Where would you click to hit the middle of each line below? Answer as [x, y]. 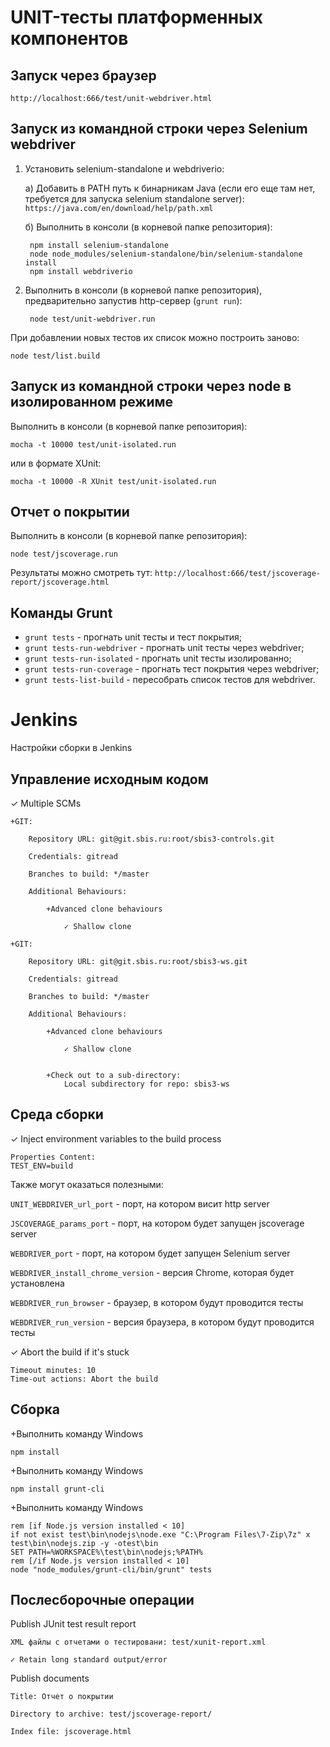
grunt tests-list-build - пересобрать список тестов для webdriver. [170, 680]
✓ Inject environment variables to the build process [116, 1138]
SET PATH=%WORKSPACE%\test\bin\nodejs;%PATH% [106, 1552]
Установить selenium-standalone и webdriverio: [124, 168]
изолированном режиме [92, 402]
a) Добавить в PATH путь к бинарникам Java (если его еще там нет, [170, 188]
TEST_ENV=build [42, 1166]
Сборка [35, 1409]
